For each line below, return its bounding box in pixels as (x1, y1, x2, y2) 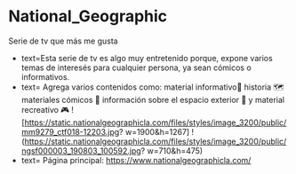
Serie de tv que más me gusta (8, 36, 118, 46)
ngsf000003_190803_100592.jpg (20, 145, 141, 156)
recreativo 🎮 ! (20, 104, 75, 115)
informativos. (20, 71, 70, 82)
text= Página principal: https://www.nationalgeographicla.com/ (20, 154, 252, 165)
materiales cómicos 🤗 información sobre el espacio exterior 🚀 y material (20, 94, 285, 105)
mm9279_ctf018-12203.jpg (20, 126, 120, 137)
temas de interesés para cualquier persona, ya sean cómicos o (20, 62, 252, 73)
